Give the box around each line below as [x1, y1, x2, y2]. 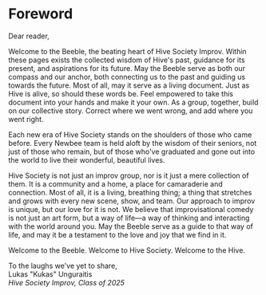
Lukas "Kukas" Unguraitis [8, 269, 93, 279]
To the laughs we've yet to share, [8, 261, 117, 270]
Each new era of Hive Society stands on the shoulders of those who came [8, 129, 252, 140]
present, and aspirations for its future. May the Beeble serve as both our [8, 63, 246, 73]
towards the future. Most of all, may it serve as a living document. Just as [8, 81, 250, 90]
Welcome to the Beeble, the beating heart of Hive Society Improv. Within [8, 46, 247, 56]
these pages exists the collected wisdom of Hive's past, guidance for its [8, 55, 245, 65]
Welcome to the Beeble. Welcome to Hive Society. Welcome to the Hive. [8, 245, 246, 255]
